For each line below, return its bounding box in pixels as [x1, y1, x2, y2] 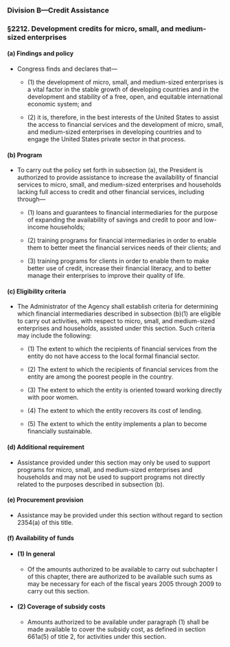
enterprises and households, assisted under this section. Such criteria [16, 325, 216, 333]
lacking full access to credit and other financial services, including [16, 188, 205, 196]
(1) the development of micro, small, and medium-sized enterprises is [27, 78, 224, 86]
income [27, 223, 49, 231]
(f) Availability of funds [7, 534, 74, 542]
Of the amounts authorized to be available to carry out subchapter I [27, 565, 218, 573]
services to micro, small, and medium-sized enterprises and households [16, 180, 222, 189]
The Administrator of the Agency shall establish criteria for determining [16, 303, 218, 311]
